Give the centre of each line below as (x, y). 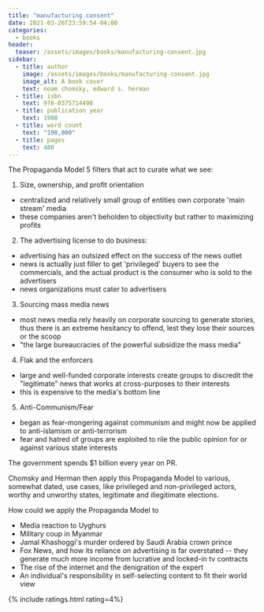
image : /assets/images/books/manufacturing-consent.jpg (116, 74)
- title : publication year (59, 111)
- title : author (42, 67)
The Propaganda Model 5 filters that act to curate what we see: (111, 169)
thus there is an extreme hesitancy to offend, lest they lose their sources (137, 328)
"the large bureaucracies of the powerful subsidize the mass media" (130, 345)
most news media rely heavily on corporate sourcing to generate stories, (138, 320)
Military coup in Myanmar (61, 534)
